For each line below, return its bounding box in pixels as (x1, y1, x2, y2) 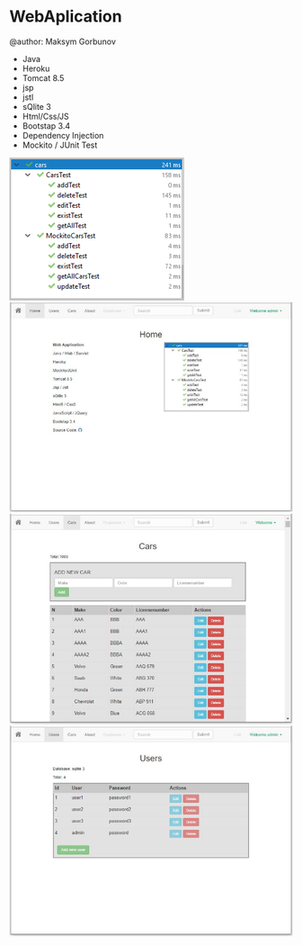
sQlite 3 (22, 101, 51, 112)
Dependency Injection (22, 130, 104, 140)
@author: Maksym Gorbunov (9, 36, 117, 47)
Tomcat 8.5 (22, 72, 65, 83)
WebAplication (9, 6, 123, 27)
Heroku (22, 63, 50, 74)
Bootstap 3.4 (22, 120, 71, 131)
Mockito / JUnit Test (22, 139, 98, 150)
